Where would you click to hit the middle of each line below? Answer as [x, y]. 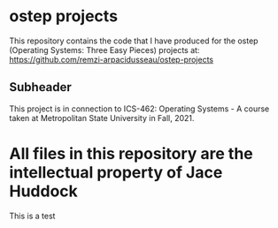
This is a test [32, 216]
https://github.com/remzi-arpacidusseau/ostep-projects [112, 59]
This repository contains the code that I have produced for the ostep [134, 41]
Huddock [43, 191]
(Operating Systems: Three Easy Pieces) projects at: [104, 49]
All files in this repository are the [131, 153]
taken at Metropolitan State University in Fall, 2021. [102, 118]
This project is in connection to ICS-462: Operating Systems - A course [139, 109]
